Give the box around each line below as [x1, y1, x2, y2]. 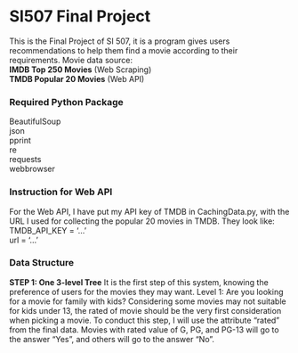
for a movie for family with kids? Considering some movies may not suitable [9, 296, 286, 307]
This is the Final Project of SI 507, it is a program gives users [9, 36, 230, 46]
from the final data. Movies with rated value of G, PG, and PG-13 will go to [9, 324, 279, 335]
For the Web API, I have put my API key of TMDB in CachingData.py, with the [9, 206, 290, 217]
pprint [9, 135, 31, 146]
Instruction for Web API [9, 185, 113, 198]
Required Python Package [9, 95, 125, 108]
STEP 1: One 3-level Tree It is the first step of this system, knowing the [9, 276, 269, 287]
